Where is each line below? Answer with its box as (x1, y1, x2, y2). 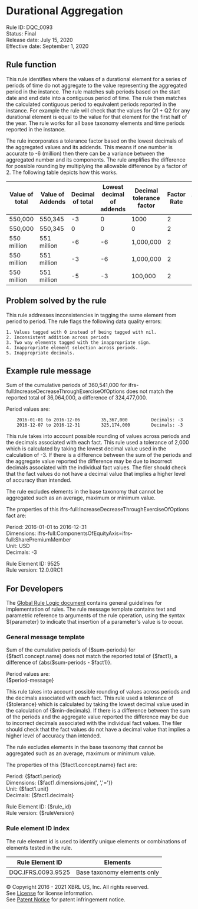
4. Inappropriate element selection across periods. (6, 344, 138, 350)
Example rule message (6, 366, 91, 376)
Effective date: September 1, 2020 (6, 43, 89, 50)
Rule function (6, 60, 57, 70)
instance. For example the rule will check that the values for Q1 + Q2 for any (6, 107, 190, 114)
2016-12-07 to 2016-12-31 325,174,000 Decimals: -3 (16, 422, 183, 428)
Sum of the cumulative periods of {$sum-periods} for (6, 646, 136, 653)
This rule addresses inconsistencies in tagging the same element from (6, 311, 177, 318)
